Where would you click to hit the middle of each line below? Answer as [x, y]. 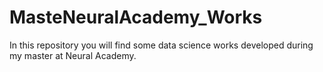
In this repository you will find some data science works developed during [161, 45]
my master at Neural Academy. [73, 55]
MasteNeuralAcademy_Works [136, 17]
